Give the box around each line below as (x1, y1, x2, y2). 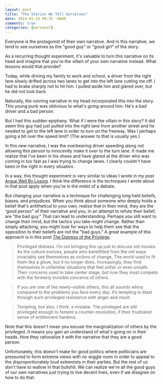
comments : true (5, 20, 36, 26)
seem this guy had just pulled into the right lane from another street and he (5, 123, 155, 129)
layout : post (5, 7, 32, 12)
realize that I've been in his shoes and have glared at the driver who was (5, 153, 150, 159)
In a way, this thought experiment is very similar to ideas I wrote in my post (5, 173, 154, 179)
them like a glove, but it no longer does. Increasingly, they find (16, 259, 142, 265)
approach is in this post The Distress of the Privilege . (5, 234, 111, 240)
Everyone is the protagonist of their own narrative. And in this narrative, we (5, 38, 155, 44)
